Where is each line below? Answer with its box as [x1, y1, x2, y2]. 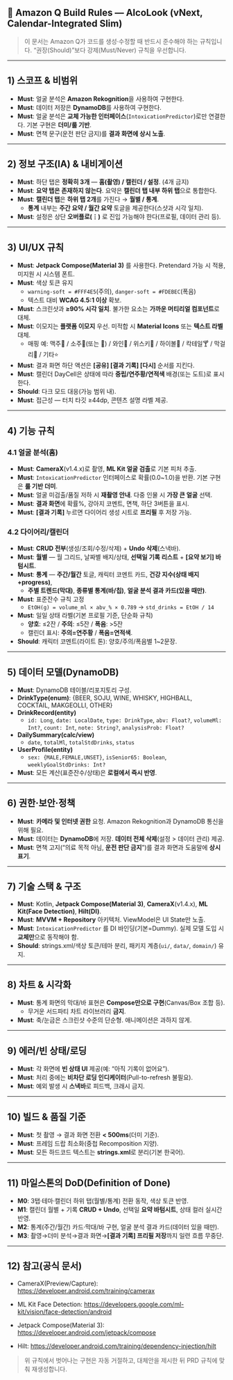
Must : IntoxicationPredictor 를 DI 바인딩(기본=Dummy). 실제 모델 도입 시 [17, 924, 224, 932]
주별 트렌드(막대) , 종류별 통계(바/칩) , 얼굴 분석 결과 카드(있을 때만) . [27, 586, 207, 595]
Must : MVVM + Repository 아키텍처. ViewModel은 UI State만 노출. [17, 915, 206, 924]
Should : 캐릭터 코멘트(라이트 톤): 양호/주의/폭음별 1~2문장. [17, 637, 178, 645]
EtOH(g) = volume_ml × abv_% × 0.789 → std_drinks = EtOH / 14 [27, 603, 214, 611]
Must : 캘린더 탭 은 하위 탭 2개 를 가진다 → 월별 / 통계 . [17, 195, 159, 204]
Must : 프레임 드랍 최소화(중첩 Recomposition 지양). [17, 1139, 159, 1148]
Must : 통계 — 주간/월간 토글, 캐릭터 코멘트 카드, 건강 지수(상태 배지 [17, 570, 200, 579]
